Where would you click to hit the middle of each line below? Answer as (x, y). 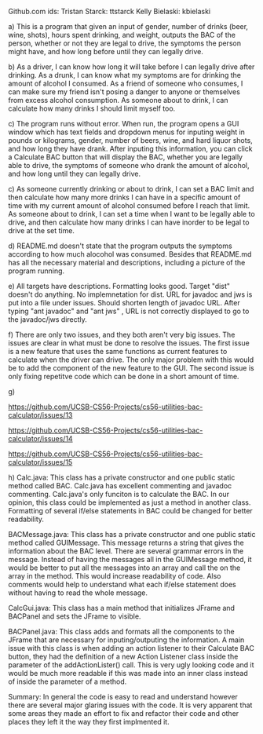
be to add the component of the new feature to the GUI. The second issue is (131, 368)
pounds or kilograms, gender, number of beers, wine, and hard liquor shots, (130, 140)
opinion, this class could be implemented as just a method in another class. (130, 502)
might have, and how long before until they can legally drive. (106, 51)
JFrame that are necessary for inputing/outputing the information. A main (126, 640)
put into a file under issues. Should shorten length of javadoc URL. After (124, 303)
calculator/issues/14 (40, 438)
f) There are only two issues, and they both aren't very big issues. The (122, 334)
